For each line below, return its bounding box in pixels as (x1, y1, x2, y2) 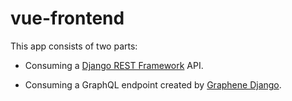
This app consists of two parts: (10, 40, 138, 52)
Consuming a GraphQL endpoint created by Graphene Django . (24, 78, 282, 91)
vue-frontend (10, 7, 125, 30)
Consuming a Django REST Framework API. (24, 59, 204, 71)
